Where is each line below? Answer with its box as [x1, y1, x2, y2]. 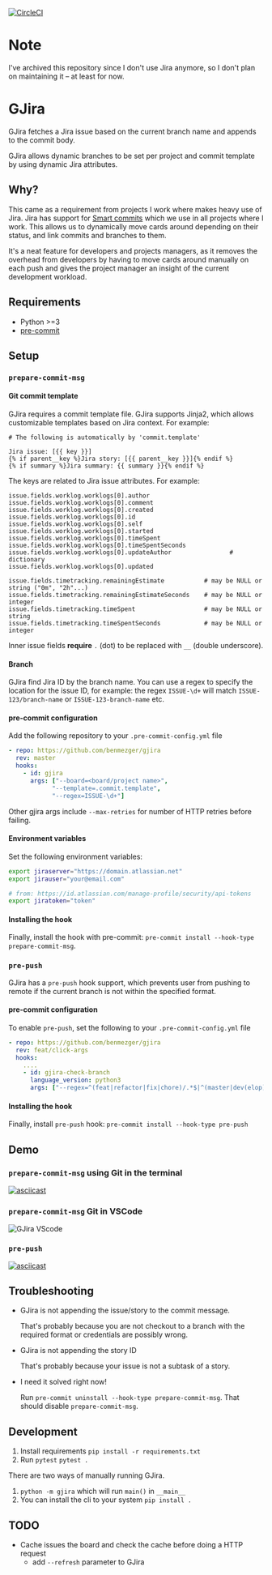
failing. [8, 815, 31, 825]
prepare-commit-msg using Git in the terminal [8, 1167, 183, 1178]
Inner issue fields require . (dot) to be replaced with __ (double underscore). [8, 641, 264, 651]
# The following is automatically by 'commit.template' [8, 433, 201, 442]
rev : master [15, 754, 57, 762]
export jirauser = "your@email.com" [8, 875, 125, 883]
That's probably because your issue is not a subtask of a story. [19, 1361, 231, 1371]
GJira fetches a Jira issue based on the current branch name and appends [8, 126, 257, 136]
